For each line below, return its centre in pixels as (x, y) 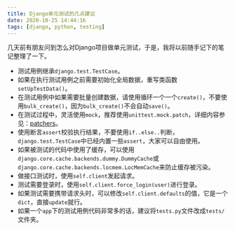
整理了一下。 (32, 56)
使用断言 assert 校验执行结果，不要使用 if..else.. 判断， (98, 132)
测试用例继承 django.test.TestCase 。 (70, 71)
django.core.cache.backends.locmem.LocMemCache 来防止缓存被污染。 (116, 167)
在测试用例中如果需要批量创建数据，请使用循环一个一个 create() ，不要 (119, 97)
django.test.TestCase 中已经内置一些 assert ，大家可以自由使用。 (110, 141)
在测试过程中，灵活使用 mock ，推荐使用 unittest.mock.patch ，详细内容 (118, 115)
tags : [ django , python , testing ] (56, 27)
